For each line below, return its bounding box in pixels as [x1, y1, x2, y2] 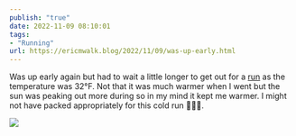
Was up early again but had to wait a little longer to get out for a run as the [9, 71, 286, 82]
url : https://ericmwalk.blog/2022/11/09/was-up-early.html [9, 47, 236, 56]
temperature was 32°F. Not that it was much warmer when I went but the [9, 81, 281, 92]
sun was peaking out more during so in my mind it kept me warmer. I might [9, 91, 287, 102]
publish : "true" [9, 13, 70, 23]
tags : [9, 30, 30, 39]
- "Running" [9, 38, 54, 48]
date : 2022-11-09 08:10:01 [9, 22, 111, 31]
